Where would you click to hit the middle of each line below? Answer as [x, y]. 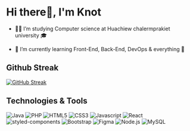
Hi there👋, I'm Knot [54, 12]
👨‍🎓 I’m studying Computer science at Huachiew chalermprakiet [93, 29]
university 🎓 [31, 35]
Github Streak [32, 68]
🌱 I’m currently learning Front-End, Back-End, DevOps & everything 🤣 [99, 49]
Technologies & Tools [47, 101]
